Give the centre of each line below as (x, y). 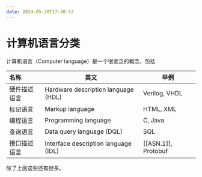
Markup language (70, 109)
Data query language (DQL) (84, 131)
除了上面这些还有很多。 (35, 168)
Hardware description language (89, 89)
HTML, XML (160, 109)
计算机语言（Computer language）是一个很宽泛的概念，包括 (81, 61)
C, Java (154, 120)
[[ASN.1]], (158, 143)
